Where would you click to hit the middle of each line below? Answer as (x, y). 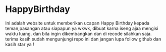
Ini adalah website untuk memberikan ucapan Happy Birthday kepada (77, 23)
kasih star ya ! (20, 44)
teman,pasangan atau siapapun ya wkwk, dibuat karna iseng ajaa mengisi (82, 28)
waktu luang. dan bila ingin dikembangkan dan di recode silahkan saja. (79, 33)
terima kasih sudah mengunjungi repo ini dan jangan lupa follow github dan (83, 39)
